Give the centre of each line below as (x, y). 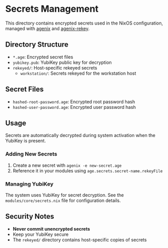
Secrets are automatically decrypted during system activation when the (80, 136)
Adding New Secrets (31, 154)
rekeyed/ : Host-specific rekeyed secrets (55, 67)
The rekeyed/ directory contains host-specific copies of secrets (80, 240)
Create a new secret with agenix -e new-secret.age (67, 165)
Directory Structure (37, 45)
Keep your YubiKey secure (41, 234)
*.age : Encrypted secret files (43, 57)
